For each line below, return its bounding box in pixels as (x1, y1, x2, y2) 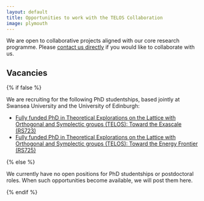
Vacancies (6, 68, 48, 78)
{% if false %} (6, 84, 42, 92)
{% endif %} (6, 189, 38, 196)
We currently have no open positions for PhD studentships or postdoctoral (6, 170, 194, 178)
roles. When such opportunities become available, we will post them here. (6, 177, 193, 184)
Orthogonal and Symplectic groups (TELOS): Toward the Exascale (15, 120, 182, 128)
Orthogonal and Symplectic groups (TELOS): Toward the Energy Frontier (15, 140, 198, 147)
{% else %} (6, 158, 36, 166)
